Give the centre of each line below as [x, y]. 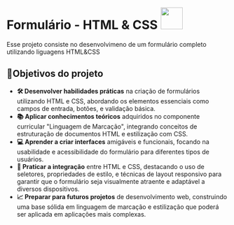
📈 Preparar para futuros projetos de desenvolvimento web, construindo [122, 196]
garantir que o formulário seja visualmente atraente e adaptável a [111, 181]
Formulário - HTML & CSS [82, 25]
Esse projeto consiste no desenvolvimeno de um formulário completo [107, 44]
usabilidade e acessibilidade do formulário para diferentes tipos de [113, 152]
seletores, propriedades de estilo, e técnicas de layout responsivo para [119, 174]
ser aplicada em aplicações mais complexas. [81, 214]
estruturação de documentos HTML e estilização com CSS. [102, 133]
